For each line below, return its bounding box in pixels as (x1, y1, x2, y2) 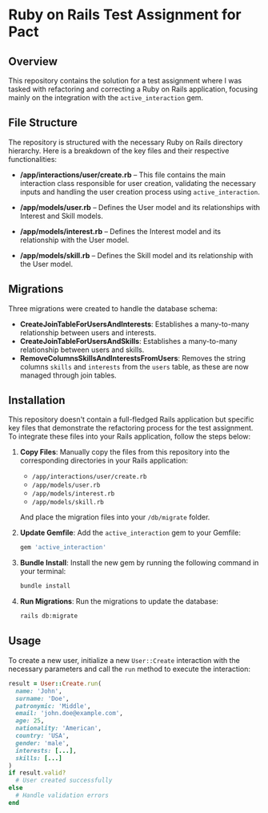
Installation (8, 394, 66, 407)
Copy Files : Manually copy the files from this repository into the (19, 447, 230, 457)
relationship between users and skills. (19, 345, 145, 354)
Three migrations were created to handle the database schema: (8, 303, 218, 313)
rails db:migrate (19, 612, 78, 621)
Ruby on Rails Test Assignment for (8, 6, 242, 24)
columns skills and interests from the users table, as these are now (19, 362, 250, 371)
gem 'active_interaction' (19, 544, 106, 552)
